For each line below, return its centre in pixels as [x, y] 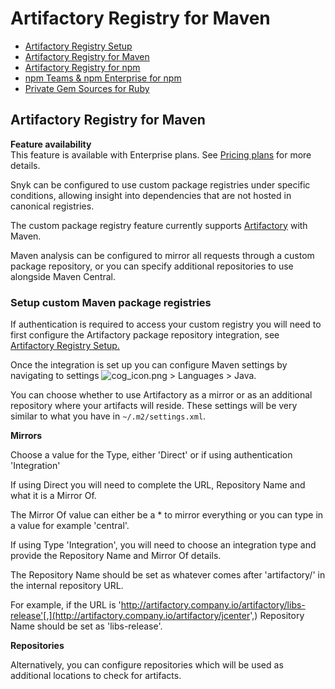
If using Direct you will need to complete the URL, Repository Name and [158, 485]
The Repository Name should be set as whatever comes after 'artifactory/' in [168, 575]
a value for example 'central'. [70, 526]
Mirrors [26, 436]
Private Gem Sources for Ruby [87, 88]
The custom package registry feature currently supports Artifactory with [159, 225]
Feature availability [51, 144]
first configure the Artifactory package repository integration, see [145, 335]
